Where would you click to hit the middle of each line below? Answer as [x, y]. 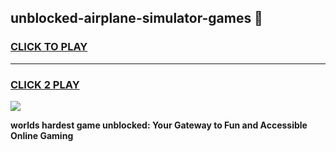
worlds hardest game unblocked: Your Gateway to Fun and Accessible [159, 125]
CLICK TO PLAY [49, 47]
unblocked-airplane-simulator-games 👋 [136, 18]
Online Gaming [42, 135]
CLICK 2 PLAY [45, 84]
